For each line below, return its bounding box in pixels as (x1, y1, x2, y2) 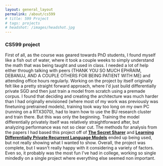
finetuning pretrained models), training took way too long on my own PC (5, 104, 149, 110)
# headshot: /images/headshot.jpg (5, 25, 75, 30)
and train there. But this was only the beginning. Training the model (5, 114, 140, 120)
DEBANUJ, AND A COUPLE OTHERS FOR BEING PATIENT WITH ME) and (5, 73, 151, 79)
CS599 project (5, 41, 40, 48)
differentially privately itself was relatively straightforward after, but (5, 119, 140, 125)
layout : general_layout (5, 7, 54, 12)
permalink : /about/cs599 (5, 12, 55, 17)
